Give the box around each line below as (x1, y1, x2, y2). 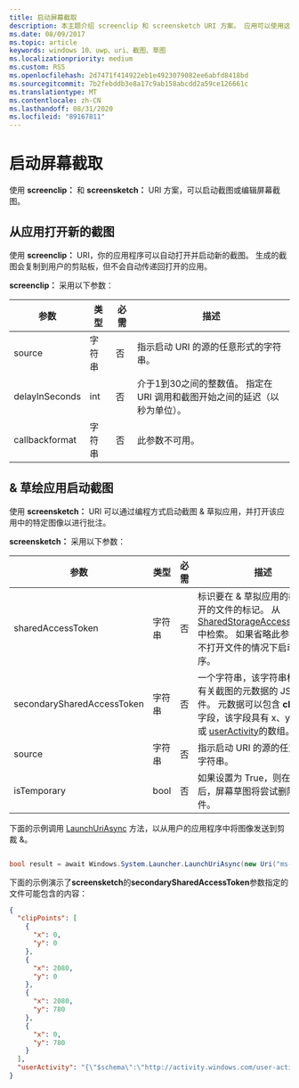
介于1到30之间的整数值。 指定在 (136, 377, 273, 389)
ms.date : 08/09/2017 (9, 29, 86, 38)
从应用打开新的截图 (9, 225, 115, 240)
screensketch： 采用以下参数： (9, 536, 126, 546)
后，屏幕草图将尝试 (197, 785, 279, 798)
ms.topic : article (9, 37, 77, 47)
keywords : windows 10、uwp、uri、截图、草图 (9, 46, 166, 55)
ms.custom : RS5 (9, 63, 66, 72)
